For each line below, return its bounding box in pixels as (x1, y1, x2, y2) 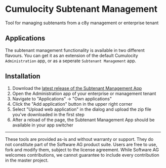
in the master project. (5, 157, 49, 163)
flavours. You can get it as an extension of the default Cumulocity (5, 52, 138, 58)
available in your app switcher (12, 122, 74, 128)
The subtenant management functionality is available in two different (5, 47, 145, 53)
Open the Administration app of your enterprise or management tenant (12, 90, 157, 96)
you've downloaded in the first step (12, 111, 85, 117)
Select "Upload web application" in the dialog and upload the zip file (12, 106, 152, 112)
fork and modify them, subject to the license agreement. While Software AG (5, 147, 159, 153)
